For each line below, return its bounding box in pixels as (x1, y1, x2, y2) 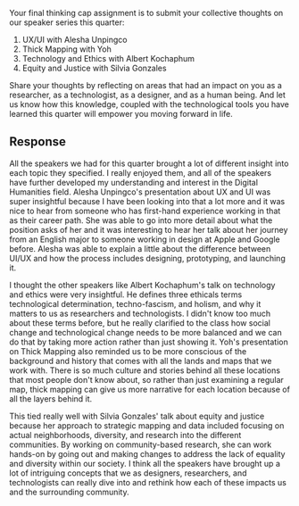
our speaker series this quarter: (9, 17, 125, 28)
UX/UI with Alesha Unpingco (21, 35, 128, 45)
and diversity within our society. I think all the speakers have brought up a (9, 458, 281, 469)
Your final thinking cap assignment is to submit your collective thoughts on (9, 8, 284, 18)
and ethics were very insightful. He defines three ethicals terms (9, 289, 243, 300)
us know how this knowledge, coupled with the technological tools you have (9, 99, 290, 110)
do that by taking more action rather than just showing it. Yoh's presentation (9, 336, 288, 347)
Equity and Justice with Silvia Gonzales (21, 62, 167, 73)
